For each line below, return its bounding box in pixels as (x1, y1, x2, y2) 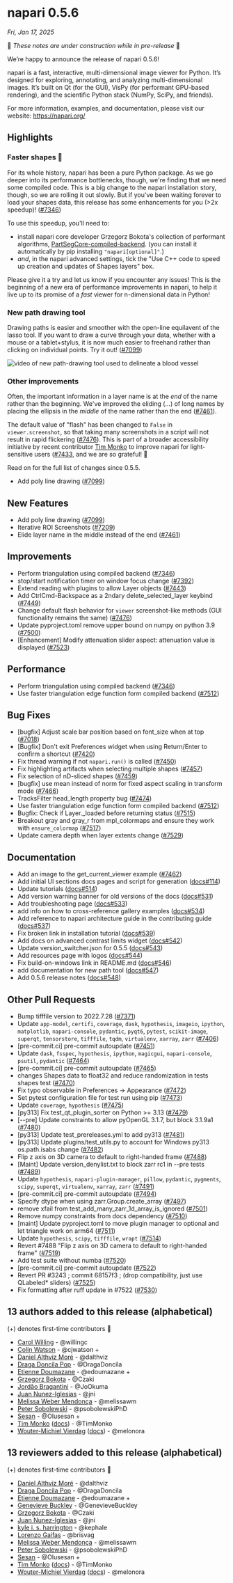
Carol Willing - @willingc (17, 1338, 88, 1346)
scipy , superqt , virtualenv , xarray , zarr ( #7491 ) (17, 1182, 155, 1191)
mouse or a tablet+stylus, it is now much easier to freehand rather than (7, 338, 211, 346)
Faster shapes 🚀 (7, 152, 63, 162)
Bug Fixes (7, 709, 51, 721)
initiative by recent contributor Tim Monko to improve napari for (7, 443, 189, 451)
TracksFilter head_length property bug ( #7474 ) (17, 794, 152, 803)
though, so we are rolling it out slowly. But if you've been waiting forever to (7, 190, 222, 199)
